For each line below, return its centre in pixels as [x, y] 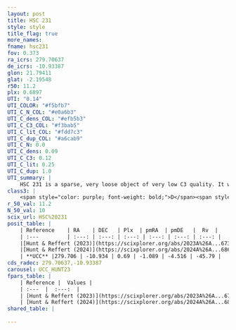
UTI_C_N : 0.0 [26, 145]
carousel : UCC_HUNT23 [39, 269]
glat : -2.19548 [29, 79]
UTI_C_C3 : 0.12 [29, 158]
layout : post [26, 14]
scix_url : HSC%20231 [38, 217]
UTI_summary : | [29, 178]
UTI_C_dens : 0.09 [33, 152]
